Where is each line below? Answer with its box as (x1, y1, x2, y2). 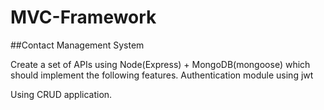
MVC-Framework (10, 6, 157, 29)
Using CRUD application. (10, 88, 113, 100)
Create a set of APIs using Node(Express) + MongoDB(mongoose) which (10, 58, 311, 70)
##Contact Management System (10, 39, 145, 51)
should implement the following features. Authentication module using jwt (10, 69, 314, 81)
